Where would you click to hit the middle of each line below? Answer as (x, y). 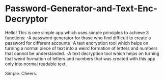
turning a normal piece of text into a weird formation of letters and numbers (82, 48)
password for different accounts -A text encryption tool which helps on (77, 43)
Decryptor (27, 19)
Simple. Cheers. (21, 73)
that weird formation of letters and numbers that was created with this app (80, 58)
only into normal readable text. (36, 64)
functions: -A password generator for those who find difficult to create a (78, 38)
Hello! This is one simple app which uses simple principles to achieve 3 (77, 32)
